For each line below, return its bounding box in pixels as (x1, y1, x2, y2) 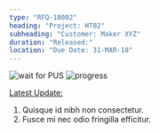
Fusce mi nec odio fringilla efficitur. (21, 114, 151, 125)
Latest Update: (9, 88, 64, 98)
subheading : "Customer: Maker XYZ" (9, 29, 141, 38)
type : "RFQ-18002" (9, 12, 77, 22)
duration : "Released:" (9, 37, 93, 47)
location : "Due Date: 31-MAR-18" (9, 46, 133, 55)
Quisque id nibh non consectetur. (21, 105, 144, 115)
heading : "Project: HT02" (9, 21, 105, 30)
